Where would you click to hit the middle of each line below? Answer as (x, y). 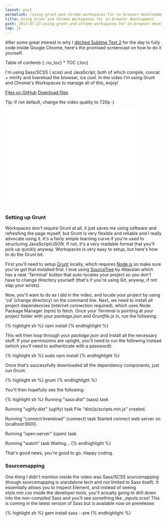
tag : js (13, 28)
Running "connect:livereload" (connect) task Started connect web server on (83, 419)
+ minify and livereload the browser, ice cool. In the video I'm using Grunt (80, 78)
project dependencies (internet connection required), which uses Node (78, 306)
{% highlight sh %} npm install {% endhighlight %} (57, 326)
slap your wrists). (23, 285)
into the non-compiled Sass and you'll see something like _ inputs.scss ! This (83, 498)
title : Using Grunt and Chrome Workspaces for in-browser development (80, 19)
